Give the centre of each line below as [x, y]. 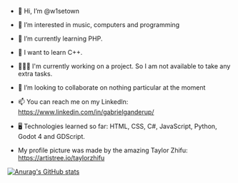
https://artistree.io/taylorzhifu [61, 158]
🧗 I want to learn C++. [50, 52]
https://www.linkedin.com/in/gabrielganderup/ [86, 112]
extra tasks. [35, 74]
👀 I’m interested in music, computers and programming [99, 25]
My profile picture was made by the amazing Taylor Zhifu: [103, 150]
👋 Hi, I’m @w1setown [49, 11]
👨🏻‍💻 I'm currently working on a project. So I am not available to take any [124, 66]
